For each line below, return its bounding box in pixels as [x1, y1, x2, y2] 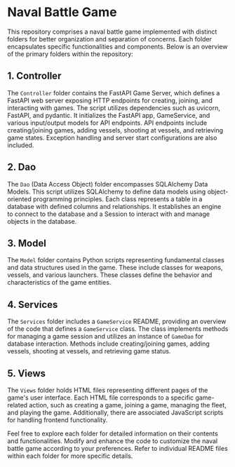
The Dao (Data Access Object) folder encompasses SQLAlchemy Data [7, 180, 208, 188]
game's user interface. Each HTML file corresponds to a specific [7, 393, 194, 402]
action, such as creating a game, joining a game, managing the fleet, [29, 401, 227, 409]
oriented [7, 194, 32, 203]
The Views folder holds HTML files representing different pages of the [7, 386, 208, 394]
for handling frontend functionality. [7, 416, 108, 424]
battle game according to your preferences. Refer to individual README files [7, 445, 228, 452]
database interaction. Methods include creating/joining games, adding [7, 339, 210, 348]
